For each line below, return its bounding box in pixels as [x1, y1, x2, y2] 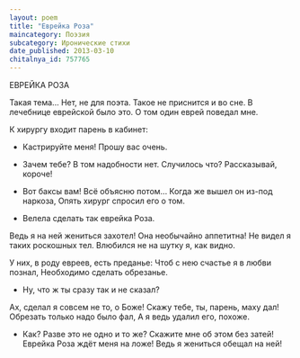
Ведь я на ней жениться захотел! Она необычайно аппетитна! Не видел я [9, 230, 292, 241]
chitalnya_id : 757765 [9, 55, 91, 64]
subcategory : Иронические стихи [9, 38, 130, 48]
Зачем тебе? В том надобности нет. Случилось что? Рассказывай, [22, 159, 278, 169]
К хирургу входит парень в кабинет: [9, 124, 148, 135]
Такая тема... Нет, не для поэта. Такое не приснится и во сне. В [9, 97, 253, 108]
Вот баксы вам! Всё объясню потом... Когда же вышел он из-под [22, 186, 273, 196]
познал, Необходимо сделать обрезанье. [9, 267, 169, 277]
